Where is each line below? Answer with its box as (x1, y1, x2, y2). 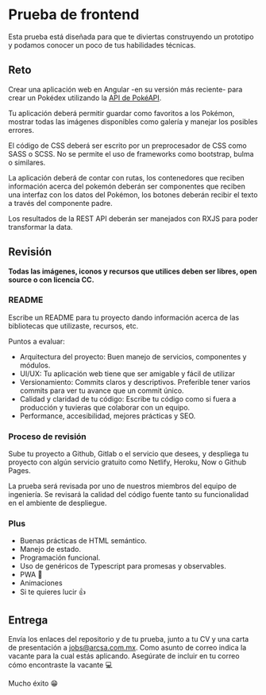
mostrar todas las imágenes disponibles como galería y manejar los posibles (8, 117, 258, 126)
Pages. (8, 466, 31, 476)
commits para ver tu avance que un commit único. (19, 386, 184, 395)
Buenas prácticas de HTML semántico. (19, 536, 147, 546)
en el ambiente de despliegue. (8, 499, 107, 508)
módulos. (19, 360, 51, 370)
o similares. (8, 157, 46, 167)
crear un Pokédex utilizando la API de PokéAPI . (8, 93, 162, 103)
